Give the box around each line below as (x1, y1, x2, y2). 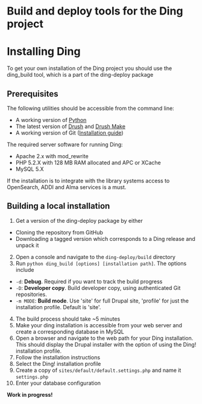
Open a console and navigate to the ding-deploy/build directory (15, 253, 175, 260)
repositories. (15, 290, 47, 298)
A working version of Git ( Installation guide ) (15, 129, 124, 136)
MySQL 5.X (15, 165, 44, 173)
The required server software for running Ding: (7, 141, 123, 148)
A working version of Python (15, 116, 87, 123)
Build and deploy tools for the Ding (7, 4, 183, 18)
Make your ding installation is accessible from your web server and (15, 321, 183, 329)
